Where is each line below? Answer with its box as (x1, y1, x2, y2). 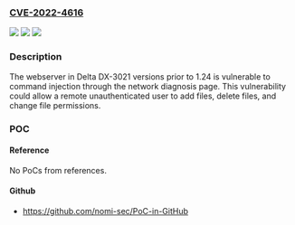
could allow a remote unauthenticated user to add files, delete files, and (9, 90, 277, 101)
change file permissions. (9, 99, 101, 110)
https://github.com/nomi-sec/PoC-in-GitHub (22, 205, 188, 216)
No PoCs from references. (9, 164, 107, 175)
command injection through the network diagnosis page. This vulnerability (9, 80, 287, 91)
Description (9, 51, 62, 63)
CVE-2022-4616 (9, 6, 84, 19)
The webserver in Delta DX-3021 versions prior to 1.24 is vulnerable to (9, 70, 271, 82)
